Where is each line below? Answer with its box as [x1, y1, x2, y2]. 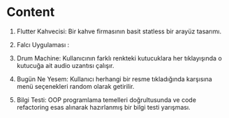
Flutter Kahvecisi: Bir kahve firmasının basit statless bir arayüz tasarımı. [16, 27, 221, 35]
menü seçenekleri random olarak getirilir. [16, 82, 135, 90]
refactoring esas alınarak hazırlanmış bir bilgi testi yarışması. [16, 103, 191, 111]
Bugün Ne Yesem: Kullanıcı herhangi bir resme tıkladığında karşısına [16, 74, 212, 83]
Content [6, 4, 55, 20]
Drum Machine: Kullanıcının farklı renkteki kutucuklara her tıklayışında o [16, 53, 223, 62]
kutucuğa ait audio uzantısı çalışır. [16, 61, 114, 69]
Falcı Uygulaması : [16, 40, 70, 49]
